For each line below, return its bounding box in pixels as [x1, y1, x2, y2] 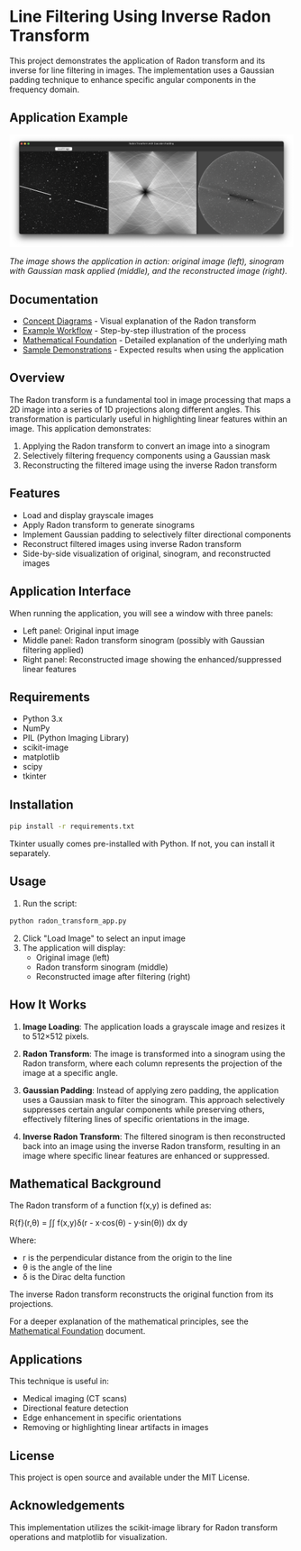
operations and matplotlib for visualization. [9, 1531, 169, 1542]
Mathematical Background [9, 1176, 161, 1191]
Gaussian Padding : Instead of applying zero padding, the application [22, 1084, 279, 1096]
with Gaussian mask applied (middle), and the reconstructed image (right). [9, 266, 288, 277]
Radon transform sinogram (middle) [35, 962, 169, 972]
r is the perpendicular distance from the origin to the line [22, 1253, 233, 1264]
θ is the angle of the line [22, 1262, 113, 1273]
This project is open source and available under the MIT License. [9, 1472, 251, 1483]
